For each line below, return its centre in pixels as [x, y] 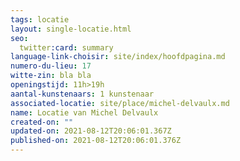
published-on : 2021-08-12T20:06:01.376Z [96, 141]
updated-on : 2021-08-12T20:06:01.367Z [91, 131]
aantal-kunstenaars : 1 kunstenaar [82, 94]
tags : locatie [40, 19]
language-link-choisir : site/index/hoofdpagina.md [118, 57]
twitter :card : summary [66, 47]
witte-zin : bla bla [51, 76]
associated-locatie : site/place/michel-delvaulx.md [120, 103]
